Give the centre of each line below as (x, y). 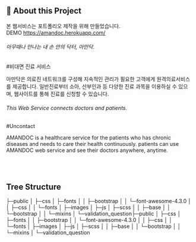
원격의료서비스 (173, 79)
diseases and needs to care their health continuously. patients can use (93, 144)
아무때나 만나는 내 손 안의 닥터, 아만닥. (50, 47)
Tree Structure (34, 187)
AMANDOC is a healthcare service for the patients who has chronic (88, 138)
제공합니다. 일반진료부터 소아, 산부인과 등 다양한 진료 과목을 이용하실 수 (94, 87)
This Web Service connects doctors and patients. (67, 108)
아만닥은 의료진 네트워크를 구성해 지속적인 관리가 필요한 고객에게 (81, 79)
